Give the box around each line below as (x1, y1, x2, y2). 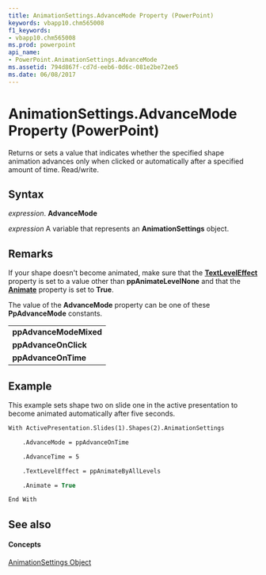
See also (8, 517, 51, 531)
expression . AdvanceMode (8, 209, 97, 218)
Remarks (8, 247, 54, 260)
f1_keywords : (8, 26, 51, 34)
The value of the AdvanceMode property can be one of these (8, 301, 211, 310)
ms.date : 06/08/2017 (8, 71, 77, 79)
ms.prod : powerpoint (8, 41, 77, 49)
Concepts (8, 540, 41, 550)
